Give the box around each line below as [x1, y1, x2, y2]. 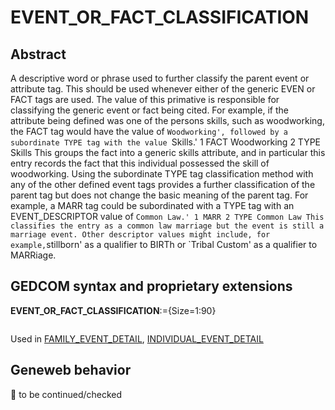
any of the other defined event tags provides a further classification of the [10, 179, 316, 190]
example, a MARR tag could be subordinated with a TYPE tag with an [10, 200, 295, 211]
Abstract [10, 46, 67, 63]
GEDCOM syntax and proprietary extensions [10, 278, 293, 295]
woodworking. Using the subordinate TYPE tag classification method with [10, 168, 314, 180]
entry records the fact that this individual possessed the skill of [10, 157, 270, 169]
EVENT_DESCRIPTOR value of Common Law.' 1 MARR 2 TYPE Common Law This [10, 211, 325, 222]
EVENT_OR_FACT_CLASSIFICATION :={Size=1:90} [10, 304, 217, 316]
